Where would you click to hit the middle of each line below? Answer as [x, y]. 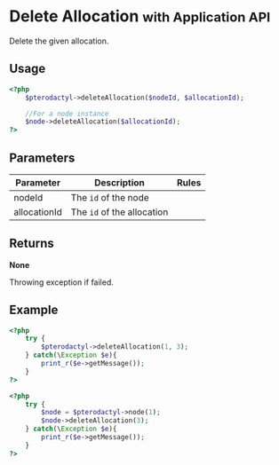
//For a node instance [67, 114]
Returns [32, 244]
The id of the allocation [120, 212]
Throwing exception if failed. [61, 282]
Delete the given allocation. [59, 41]
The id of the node [110, 197]
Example [34, 310]
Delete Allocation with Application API [140, 16]
